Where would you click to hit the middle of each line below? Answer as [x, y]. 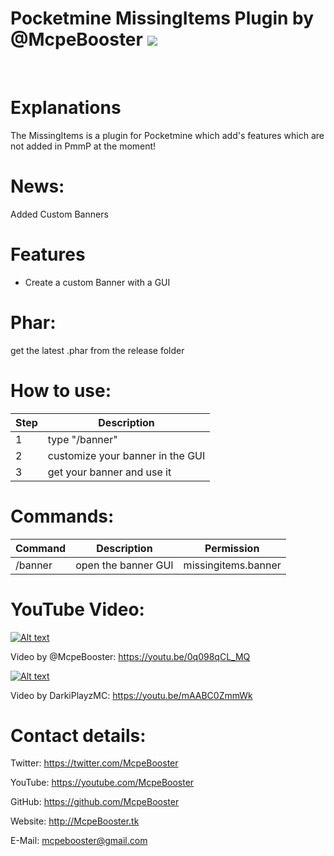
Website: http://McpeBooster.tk [75, 821]
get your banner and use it [109, 472]
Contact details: [78, 735]
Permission [232, 548]
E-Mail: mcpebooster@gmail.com [79, 841]
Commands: [62, 516]
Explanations [66, 108]
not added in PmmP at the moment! [83, 146]
